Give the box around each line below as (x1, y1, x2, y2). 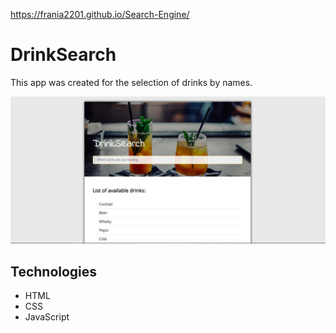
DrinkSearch (10, 44, 117, 66)
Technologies (10, 263, 98, 280)
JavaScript (24, 311, 70, 323)
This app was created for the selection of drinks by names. (10, 76, 253, 88)
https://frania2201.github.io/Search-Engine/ (10, 9, 190, 20)
